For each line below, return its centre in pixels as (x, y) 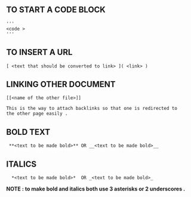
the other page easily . (37, 114)
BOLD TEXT (28, 132)
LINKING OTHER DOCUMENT (61, 84)
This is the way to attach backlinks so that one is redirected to (92, 109)
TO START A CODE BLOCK (56, 10)
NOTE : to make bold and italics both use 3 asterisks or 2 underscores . (96, 189)
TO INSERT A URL (39, 52)
